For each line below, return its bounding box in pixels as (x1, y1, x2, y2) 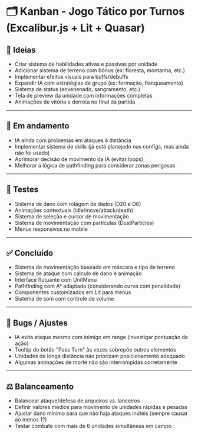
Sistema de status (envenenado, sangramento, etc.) (14, 86, 140, 92)
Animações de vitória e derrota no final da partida (14, 98, 136, 105)
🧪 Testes (6, 185, 39, 195)
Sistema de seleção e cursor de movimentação (14, 212, 129, 220)
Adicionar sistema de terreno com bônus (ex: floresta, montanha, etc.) (14, 67, 186, 74)
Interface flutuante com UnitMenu (14, 276, 97, 283)
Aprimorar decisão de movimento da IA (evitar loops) (14, 155, 144, 163)
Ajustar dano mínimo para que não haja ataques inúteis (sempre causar (14, 410, 188, 417)
